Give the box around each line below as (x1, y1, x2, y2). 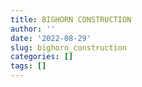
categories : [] (10, 52, 74, 62)
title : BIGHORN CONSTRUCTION (10, 14, 132, 25)
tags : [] (10, 61, 47, 71)
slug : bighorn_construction (10, 42, 128, 53)
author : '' (10, 24, 56, 34)
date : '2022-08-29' (10, 33, 92, 43)
